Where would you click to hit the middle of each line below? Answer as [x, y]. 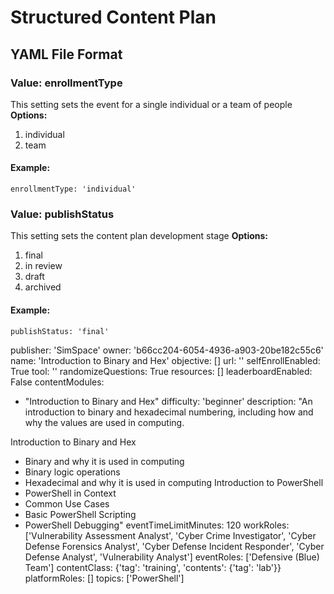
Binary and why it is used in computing [104, 461]
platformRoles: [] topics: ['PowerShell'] [104, 578]
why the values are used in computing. [104, 422]
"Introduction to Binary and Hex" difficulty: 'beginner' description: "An [168, 401]
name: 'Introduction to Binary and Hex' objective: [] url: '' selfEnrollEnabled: [165, 360]
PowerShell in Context [70, 493]
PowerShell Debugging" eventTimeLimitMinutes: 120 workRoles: [157, 525]
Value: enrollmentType [66, 83]
